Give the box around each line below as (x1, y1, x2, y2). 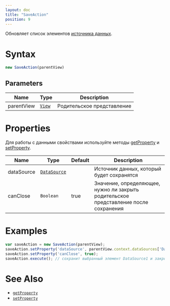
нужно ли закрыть (94, 186, 139, 193)
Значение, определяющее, (94, 180, 160, 187)
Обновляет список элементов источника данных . (5, 31, 113, 37)
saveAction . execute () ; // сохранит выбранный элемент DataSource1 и (5, 256, 153, 261)
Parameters (5, 79, 43, 87)
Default (71, 157, 90, 164)
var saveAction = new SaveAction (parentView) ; (5, 242, 105, 247)
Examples (5, 225, 48, 237)
